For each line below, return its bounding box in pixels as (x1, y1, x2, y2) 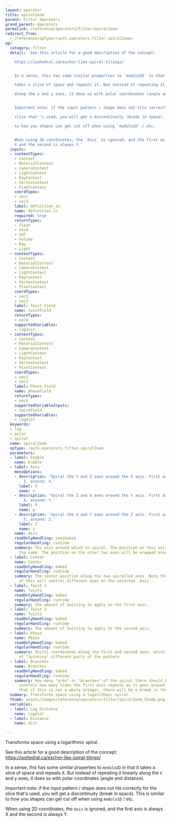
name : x (18, 488, 36, 493)
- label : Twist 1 (10, 583, 47, 588)
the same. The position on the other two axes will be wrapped (18, 550, 156, 555)
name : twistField (14, 308, 51, 313)
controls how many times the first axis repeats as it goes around (18, 683, 165, 688)
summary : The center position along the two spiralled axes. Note (14, 574, 158, 579)
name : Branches (14, 664, 47, 669)
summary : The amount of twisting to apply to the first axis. (14, 602, 149, 607)
